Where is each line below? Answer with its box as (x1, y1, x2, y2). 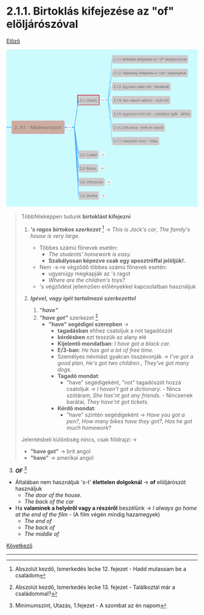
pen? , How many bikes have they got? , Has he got (66, 417, 192, 424)
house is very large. (30, 232, 80, 239)
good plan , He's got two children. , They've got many (57, 359, 189, 367)
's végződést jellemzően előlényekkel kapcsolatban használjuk (39, 283, 196, 290)
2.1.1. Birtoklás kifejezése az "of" (6, 4, 174, 18)
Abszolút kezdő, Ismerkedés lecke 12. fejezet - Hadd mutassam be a (15, 565, 186, 573)
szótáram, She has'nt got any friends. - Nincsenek (66, 392, 193, 399)
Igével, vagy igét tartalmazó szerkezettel (30, 294, 137, 302)
